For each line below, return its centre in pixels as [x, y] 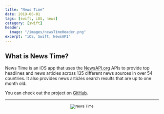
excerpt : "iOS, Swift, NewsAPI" [38, 37]
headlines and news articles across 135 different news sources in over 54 [79, 73]
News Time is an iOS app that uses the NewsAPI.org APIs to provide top [77, 68]
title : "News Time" [25, 9]
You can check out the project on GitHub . [47, 93]
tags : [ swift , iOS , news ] [31, 18]
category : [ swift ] [24, 23]
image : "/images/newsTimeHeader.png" [48, 32]
